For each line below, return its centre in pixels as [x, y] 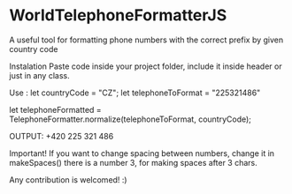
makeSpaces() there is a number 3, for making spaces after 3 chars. [134, 162]
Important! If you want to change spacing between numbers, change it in [142, 153]
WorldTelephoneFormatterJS [118, 15]
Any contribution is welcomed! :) [68, 179]
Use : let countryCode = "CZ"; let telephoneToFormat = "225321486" [135, 93]
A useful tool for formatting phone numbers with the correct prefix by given [146, 40]
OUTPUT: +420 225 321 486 [61, 136]
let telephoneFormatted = [55, 109]
